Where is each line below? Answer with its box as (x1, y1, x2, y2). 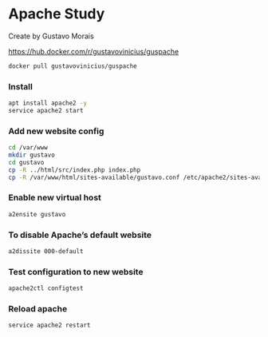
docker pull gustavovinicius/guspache (8, 61, 137, 70)
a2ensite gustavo (8, 210, 66, 218)
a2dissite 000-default (8, 248, 84, 256)
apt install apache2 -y (8, 99, 88, 108)
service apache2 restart (8, 321, 91, 330)
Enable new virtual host (8, 192, 102, 204)
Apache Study (8, 5, 105, 23)
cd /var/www (8, 144, 48, 152)
